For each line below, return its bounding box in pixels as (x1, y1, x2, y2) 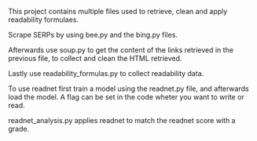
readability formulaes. (8, 15, 79, 24)
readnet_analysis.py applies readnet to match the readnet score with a (8, 116, 236, 125)
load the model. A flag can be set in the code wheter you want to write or (8, 92, 245, 101)
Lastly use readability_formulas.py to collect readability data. (8, 69, 204, 78)
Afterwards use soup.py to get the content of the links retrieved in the (8, 45, 234, 54)
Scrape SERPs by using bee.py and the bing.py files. (8, 31, 178, 39)
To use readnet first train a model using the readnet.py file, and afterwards (8, 84, 249, 93)
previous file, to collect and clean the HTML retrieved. (8, 54, 182, 63)
